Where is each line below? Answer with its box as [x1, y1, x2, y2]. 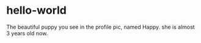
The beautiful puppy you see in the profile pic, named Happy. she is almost [6, 23, 195, 30]
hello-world [6, 4, 67, 17]
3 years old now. [6, 29, 48, 36]
